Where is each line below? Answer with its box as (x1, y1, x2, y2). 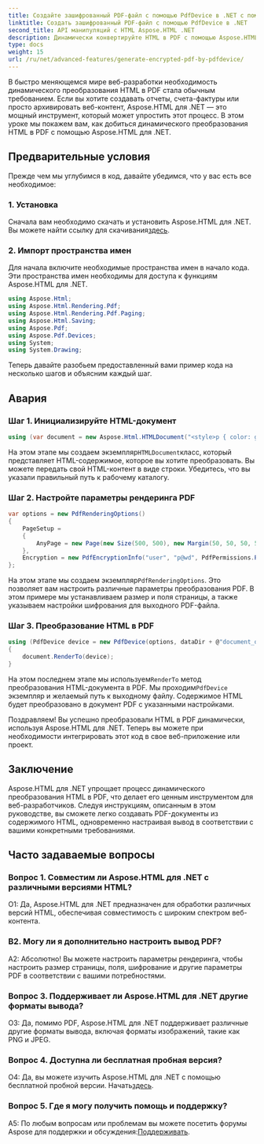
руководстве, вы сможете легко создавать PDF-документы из (8, 808, 218, 818)
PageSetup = (22, 525, 61, 533)
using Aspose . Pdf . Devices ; (8, 332, 97, 340)
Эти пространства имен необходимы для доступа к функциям (8, 271, 218, 280)
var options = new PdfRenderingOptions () (8, 510, 146, 518)
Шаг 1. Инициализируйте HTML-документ (8, 415, 177, 426)
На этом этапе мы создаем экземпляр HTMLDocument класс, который (8, 447, 232, 457)
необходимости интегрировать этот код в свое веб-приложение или (8, 731, 240, 741)
